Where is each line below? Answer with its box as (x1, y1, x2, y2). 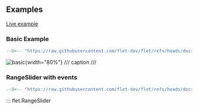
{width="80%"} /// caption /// (25, 59, 97, 66)
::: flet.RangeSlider (6, 97, 51, 104)
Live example (6, 20, 38, 27)
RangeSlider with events (6, 73, 78, 81)
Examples (6, 5, 43, 15)
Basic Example (6, 35, 49, 43)
